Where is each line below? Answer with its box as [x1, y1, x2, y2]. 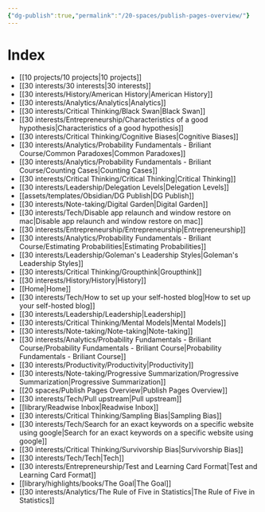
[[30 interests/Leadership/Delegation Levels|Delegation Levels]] [18, 182, 230, 192]
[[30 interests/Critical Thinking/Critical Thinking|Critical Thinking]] [18, 174, 236, 183]
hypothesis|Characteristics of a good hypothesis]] [18, 123, 184, 132]
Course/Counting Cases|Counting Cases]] [18, 165, 158, 175]
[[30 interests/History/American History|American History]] [18, 89, 213, 99]
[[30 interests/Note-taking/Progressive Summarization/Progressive [18, 368, 240, 378]
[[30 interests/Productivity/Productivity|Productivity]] [18, 360, 194, 369]
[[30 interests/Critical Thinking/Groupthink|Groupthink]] [18, 267, 202, 276]
